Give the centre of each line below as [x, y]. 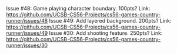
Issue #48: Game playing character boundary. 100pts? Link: [78, 8]
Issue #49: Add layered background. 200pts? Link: [110, 21]
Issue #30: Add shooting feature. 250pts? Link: [106, 33]
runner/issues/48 [27, 21]
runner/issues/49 [27, 33]
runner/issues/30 [27, 45]
